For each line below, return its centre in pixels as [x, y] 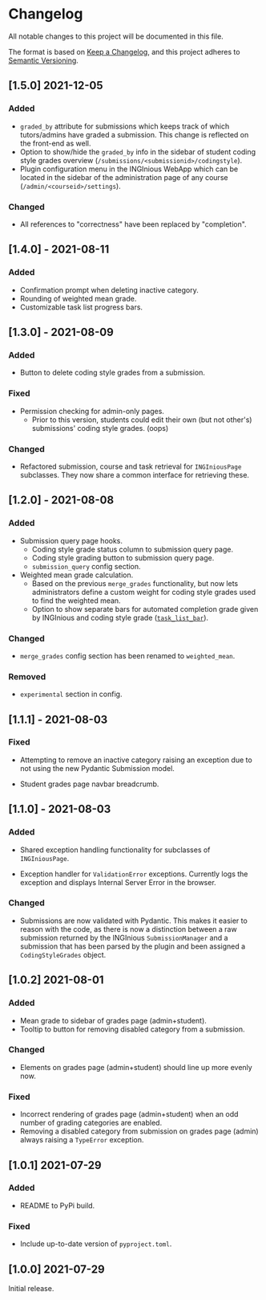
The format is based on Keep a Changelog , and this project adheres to [124, 51]
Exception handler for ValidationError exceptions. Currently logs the [134, 874]
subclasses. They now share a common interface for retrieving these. [135, 474]
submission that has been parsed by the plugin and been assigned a [133, 946]
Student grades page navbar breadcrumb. [89, 784]
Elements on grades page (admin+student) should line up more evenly [136, 1067]
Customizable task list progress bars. [81, 307]
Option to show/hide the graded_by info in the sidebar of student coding [138, 152]
